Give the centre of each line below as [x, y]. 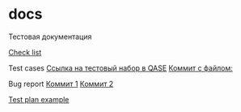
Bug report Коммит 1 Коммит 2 [61, 84]
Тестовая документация [50, 37]
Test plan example [39, 99]
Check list [25, 52]
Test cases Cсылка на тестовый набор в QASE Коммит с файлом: [120, 68]
